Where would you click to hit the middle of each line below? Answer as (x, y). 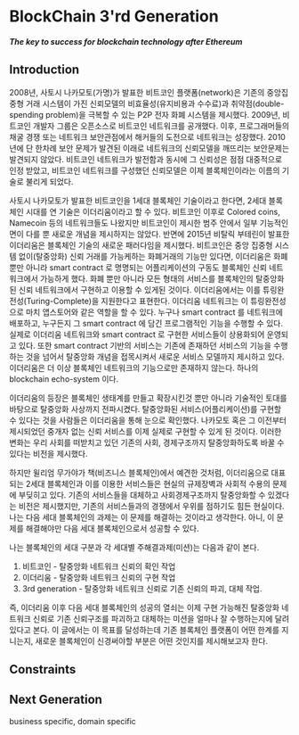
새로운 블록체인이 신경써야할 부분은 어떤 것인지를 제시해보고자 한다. (152, 640)
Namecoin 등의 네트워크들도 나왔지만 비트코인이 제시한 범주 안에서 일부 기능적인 (149, 223)
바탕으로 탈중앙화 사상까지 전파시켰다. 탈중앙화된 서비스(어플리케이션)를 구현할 (145, 409)
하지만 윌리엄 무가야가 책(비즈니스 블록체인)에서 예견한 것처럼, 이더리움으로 (139, 472)
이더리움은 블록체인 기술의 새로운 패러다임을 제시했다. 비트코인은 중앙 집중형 (141, 245)
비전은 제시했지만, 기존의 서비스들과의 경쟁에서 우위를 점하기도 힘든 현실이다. (151, 506)
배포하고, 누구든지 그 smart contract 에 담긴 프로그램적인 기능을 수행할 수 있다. (146, 323)
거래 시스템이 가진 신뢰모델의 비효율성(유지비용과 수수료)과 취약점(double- (155, 103)
